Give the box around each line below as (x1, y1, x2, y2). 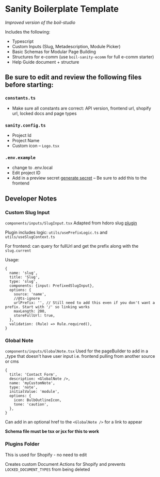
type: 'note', (9, 385, 38, 390)
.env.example (5, 155, 36, 160)
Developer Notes (5, 194, 57, 202)
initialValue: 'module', (9, 389, 60, 394)
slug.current (5, 248, 32, 253)
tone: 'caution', (14, 402, 49, 407)
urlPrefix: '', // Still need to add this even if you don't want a (14, 300, 155, 305)
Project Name (12, 137, 40, 143)
